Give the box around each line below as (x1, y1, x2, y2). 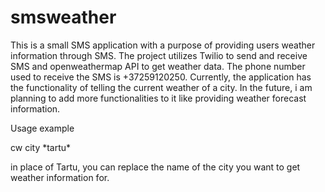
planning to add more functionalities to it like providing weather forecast (10, 92, 307, 104)
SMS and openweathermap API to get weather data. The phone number (10, 60, 306, 72)
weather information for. (10, 171, 110, 183)
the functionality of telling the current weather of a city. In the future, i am (10, 81, 313, 93)
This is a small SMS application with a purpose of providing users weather (10, 39, 316, 51)
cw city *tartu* (10, 141, 72, 153)
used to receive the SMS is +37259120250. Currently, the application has (10, 71, 312, 83)
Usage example (10, 122, 75, 134)
